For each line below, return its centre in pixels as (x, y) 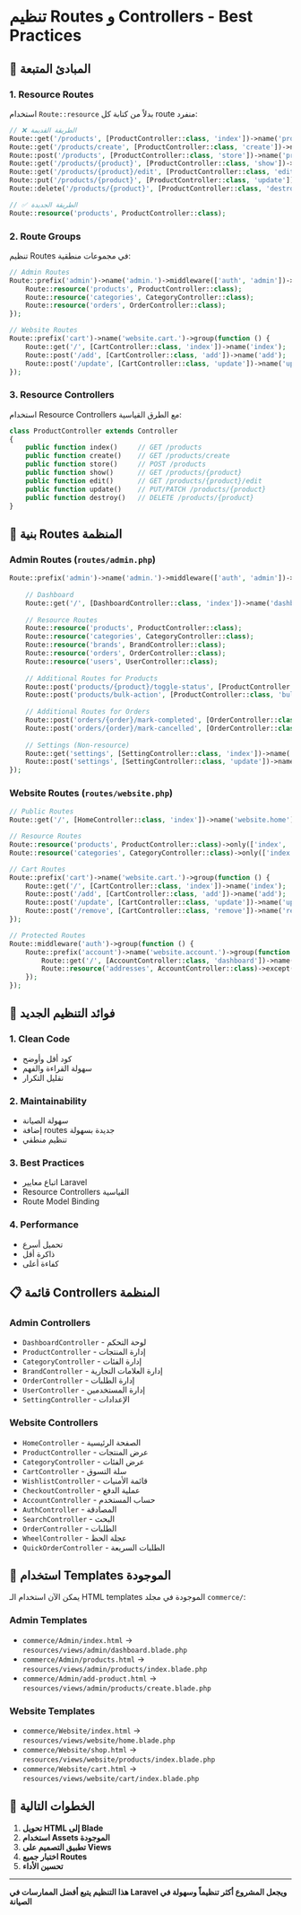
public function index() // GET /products (114, 448)
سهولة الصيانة (45, 1120)
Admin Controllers (50, 1322)
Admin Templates (48, 1621)
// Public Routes (42, 812)
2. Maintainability (48, 1101)
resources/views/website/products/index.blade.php (119, 1760)
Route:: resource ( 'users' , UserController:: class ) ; (122, 662)
